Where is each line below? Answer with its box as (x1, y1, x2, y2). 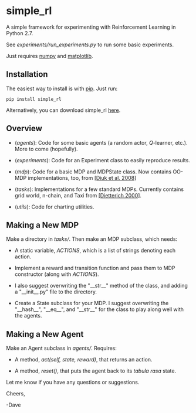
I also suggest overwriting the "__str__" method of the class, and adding (14, 282, 188, 289)
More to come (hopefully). (14, 145, 78, 152)
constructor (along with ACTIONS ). (14, 271, 99, 278)
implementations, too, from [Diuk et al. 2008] (28, 174, 137, 181)
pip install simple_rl (6, 96, 62, 102)
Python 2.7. (6, 29, 33, 36)
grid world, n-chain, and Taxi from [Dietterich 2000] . (14, 192, 142, 199)
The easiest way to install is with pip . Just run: (6, 85, 118, 92)
